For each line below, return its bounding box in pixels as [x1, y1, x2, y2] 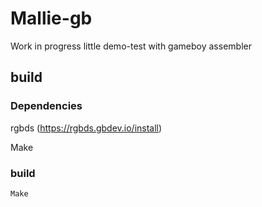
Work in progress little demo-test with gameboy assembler [10, 40, 252, 52]
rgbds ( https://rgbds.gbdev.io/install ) [10, 122, 163, 134]
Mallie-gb [10, 7, 93, 30]
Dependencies [10, 99, 83, 113]
